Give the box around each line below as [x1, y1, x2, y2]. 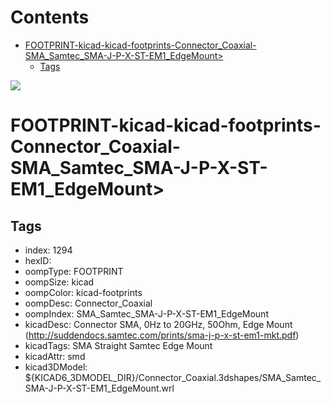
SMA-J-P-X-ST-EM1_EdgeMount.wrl [24, 382, 175, 394]
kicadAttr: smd [24, 350, 86, 362]
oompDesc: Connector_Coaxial [24, 297, 153, 309]
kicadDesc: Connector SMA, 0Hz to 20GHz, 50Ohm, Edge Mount [24, 318, 293, 330]
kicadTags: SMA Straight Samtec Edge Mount [24, 339, 213, 351]
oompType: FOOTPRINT [24, 265, 124, 277]
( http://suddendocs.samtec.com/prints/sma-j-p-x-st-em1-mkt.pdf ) [24, 329, 300, 341]
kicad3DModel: [24, 361, 88, 373]
